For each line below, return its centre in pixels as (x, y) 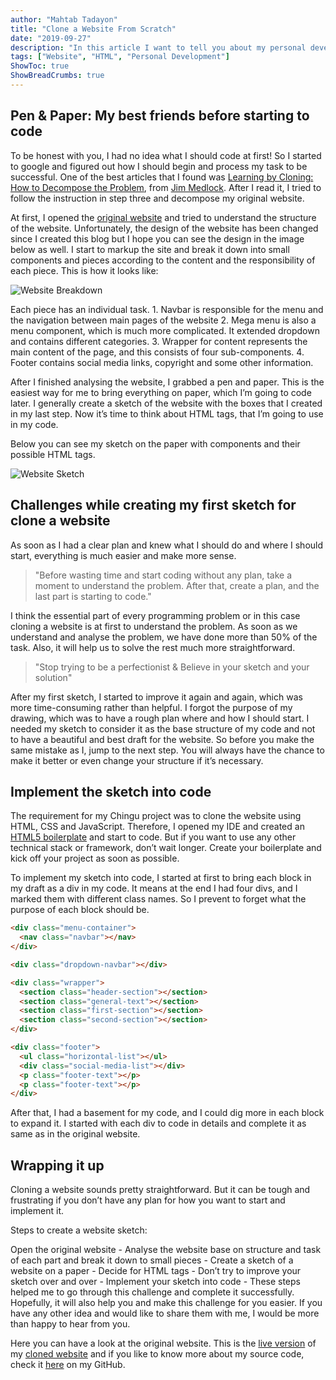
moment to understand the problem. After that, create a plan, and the (177, 585)
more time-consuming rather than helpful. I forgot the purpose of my (151, 707)
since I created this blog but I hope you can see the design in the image (157, 238)
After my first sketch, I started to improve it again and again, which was (156, 697)
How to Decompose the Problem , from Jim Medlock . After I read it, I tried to (166, 187)
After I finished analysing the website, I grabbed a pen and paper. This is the (167, 382)
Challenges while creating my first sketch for (153, 505)
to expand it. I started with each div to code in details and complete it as (158, 1123)
